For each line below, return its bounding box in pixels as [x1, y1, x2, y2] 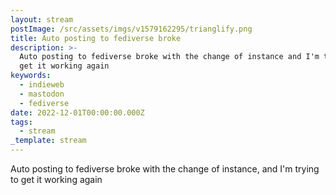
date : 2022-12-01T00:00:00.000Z [10, 107, 145, 118]
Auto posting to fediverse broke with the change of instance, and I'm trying [10, 163, 320, 175]
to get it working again [10, 174, 103, 185]
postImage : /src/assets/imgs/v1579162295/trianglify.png [10, 24, 253, 34]
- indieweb [19, 80, 65, 90]
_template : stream [10, 136, 87, 146]
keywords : [10, 71, 52, 81]
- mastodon [19, 89, 65, 99]
